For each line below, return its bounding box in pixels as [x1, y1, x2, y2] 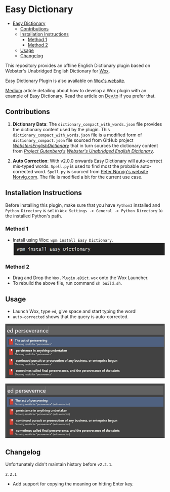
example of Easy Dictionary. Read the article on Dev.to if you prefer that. [5, 93, 156, 99]
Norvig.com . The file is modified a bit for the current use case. [12, 174, 143, 180]
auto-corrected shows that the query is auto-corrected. [12, 314, 129, 320]
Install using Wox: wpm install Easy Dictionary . [12, 237, 113, 243]
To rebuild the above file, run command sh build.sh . [12, 280, 122, 286]
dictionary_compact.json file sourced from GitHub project [12, 137, 134, 143]
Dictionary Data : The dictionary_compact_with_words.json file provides [12, 121, 162, 127]
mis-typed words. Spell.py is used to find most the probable [12, 163, 139, 169]
